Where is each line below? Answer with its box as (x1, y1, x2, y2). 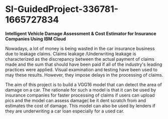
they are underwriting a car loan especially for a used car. (5, 108, 124, 114)
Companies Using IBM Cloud (5, 36, 66, 42)
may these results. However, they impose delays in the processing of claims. (5, 72, 163, 78)
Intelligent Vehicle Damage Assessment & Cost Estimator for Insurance (5, 30, 156, 36)
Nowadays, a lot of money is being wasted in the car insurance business (5, 45, 155, 51)
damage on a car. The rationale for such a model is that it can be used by (5, 87, 156, 93)
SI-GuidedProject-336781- (5, 3, 119, 15)
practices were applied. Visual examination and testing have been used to (5, 66, 158, 73)
